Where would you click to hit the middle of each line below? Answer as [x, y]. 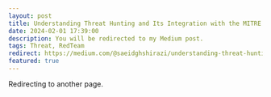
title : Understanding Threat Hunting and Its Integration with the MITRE [135, 23]
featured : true [34, 61]
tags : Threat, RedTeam [46, 46]
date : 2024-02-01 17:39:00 [54, 31]
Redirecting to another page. [56, 84]
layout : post [30, 16]
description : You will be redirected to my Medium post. [106, 38]
